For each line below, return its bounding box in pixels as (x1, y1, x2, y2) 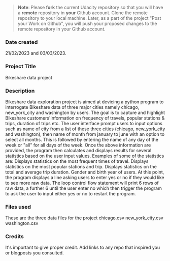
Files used (5, 203, 31, 210)
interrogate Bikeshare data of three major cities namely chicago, (5, 104, 140, 110)
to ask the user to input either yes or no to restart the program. (5, 190, 136, 196)
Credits (5, 233, 24, 240)
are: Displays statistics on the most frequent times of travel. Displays (5, 158, 149, 164)
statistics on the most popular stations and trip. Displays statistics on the (5, 163, 157, 169)
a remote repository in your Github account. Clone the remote (17, 10, 148, 16)
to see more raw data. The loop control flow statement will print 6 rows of (5, 180, 159, 186)
